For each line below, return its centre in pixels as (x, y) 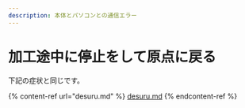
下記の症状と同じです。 (46, 80)
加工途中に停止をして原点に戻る (112, 57)
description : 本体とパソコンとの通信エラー (73, 15)
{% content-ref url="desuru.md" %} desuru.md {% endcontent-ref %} (123, 96)
